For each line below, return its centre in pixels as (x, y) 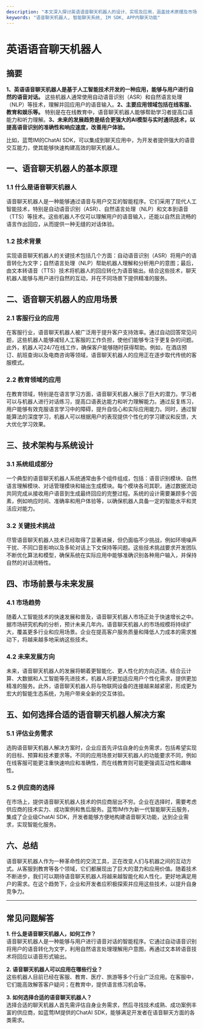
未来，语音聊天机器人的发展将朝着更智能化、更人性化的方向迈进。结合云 (96, 671)
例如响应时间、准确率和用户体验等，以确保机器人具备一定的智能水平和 (104, 501)
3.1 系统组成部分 (30, 464)
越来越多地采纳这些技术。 (59, 640)
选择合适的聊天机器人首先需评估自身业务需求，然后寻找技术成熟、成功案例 (99, 1005)
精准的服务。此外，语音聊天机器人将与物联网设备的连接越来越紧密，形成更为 (101, 686)
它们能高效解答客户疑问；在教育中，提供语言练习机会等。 (78, 985)
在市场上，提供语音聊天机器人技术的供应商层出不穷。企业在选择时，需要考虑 (101, 802)
